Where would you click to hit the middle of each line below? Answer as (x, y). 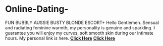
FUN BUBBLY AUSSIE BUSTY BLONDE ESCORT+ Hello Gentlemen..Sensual (82, 23)
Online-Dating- (37, 9)
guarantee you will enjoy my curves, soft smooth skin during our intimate (79, 33)
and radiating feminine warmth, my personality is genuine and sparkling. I (80, 27)
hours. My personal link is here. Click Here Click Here (60, 38)
